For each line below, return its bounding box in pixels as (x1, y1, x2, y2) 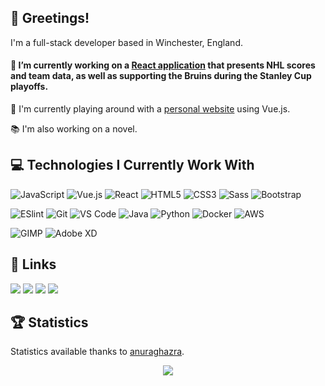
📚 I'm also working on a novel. (10, 123, 138, 135)
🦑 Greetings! (10, 10, 90, 27)
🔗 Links (10, 256, 57, 273)
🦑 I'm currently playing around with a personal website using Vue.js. (10, 103, 291, 115)
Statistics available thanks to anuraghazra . (10, 346, 185, 358)
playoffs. (10, 81, 49, 93)
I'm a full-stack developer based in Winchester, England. (10, 36, 243, 48)
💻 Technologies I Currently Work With (10, 157, 255, 174)
